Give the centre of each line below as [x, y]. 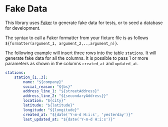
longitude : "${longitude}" [51, 110]
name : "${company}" [43, 82]
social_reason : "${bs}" [48, 87]
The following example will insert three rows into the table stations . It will [81, 53]
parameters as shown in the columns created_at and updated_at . [72, 63]
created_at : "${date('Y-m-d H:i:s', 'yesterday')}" [78, 114]
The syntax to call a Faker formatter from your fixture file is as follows [77, 38]
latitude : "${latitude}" [49, 105]
